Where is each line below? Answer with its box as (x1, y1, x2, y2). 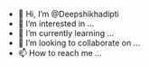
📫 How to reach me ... (17, 48, 102, 58)
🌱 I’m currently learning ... (17, 28, 115, 38)
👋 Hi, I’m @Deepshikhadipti (17, 9, 119, 19)
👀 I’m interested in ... (17, 18, 95, 29)
